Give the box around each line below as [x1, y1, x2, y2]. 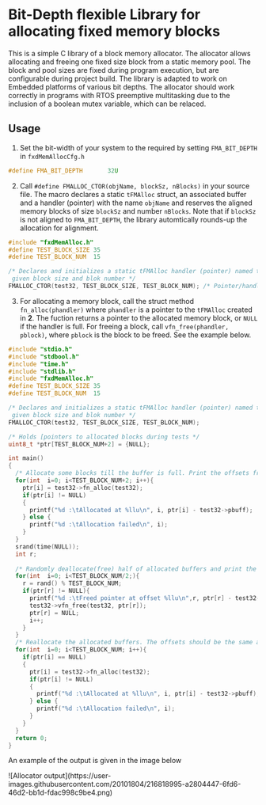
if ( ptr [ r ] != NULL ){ [22, 587, 90, 595]
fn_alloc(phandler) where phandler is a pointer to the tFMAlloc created [19, 305, 253, 314]
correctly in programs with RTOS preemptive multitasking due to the [8, 90, 230, 100]
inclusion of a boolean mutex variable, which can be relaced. [8, 99, 207, 108]
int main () [8, 454, 44, 462]
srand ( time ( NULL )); [15, 542, 80, 551]
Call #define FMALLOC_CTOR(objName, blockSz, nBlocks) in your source [19, 180, 250, 191]
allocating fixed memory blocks [8, 22, 220, 40]
